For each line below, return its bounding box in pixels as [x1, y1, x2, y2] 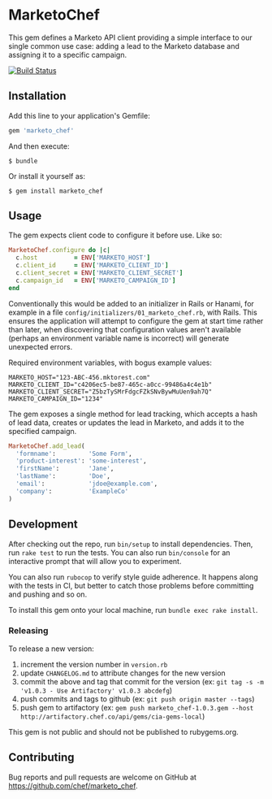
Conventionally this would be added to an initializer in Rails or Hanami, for [8, 298, 254, 308]
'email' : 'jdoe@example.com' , [15, 480, 158, 489]
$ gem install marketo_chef [8, 187, 104, 195]
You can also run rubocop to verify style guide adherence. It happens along [8, 571, 258, 582]
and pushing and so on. [8, 589, 88, 599]
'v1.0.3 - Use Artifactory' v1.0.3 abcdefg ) [19, 685, 173, 695]
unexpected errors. [8, 341, 73, 351]
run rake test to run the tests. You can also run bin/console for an [8, 547, 231, 558]
